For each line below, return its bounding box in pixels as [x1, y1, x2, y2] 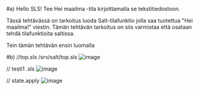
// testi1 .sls [6, 65, 35, 72]
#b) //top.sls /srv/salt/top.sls [6, 54, 78, 60]
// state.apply [6, 77, 40, 84]
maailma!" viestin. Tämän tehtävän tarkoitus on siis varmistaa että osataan [6, 24, 192, 30]
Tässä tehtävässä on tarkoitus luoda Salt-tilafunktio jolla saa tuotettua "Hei [6, 17, 193, 24]
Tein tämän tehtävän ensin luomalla [6, 42, 95, 49]
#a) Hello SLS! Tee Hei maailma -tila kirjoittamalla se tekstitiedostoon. [6, 5, 181, 12]
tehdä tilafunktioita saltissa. [6, 30, 75, 37]
